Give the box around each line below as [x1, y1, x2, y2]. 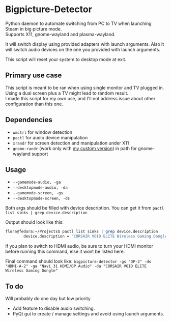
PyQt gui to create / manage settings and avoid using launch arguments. [12, 310, 164, 316]
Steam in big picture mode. [5, 25, 62, 32]
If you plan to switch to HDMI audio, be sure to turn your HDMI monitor [5, 243, 154, 249]
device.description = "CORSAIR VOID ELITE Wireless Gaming [23, 234, 152, 239]
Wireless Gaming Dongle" [5, 268, 58, 273]
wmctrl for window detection [12, 129, 73, 135]
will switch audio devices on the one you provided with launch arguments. [5, 46, 160, 52]
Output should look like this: [5, 219, 64, 225]
